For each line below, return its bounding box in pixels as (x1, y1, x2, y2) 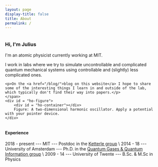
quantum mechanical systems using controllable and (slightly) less (5, 67, 139, 73)
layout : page (5, 7, 32, 12)
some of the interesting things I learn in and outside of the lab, (5, 86, 147, 91)
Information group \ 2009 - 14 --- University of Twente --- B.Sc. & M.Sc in (5, 151, 153, 157)
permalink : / (5, 20, 32, 26)
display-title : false (5, 12, 49, 17)
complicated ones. (5, 72, 42, 78)
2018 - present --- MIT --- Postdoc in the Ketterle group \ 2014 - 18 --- (5, 141, 147, 147)
